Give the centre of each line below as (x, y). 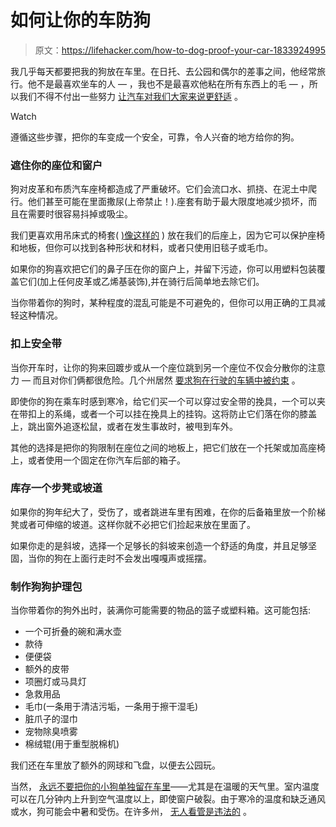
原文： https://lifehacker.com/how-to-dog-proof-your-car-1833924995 (180, 50)
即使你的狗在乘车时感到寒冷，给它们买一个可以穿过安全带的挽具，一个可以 (163, 401)
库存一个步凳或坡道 (56, 488)
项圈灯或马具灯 (55, 682)
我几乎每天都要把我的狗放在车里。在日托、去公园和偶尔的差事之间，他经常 (163, 71)
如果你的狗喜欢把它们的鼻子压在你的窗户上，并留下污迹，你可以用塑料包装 (163, 269)
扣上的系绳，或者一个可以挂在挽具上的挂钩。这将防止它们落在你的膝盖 (172, 413)
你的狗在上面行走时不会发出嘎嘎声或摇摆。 (124, 558)
